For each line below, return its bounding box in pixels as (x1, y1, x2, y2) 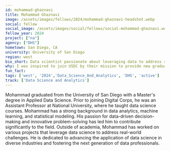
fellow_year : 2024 (5, 31, 44, 36)
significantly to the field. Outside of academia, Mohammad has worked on (5, 124, 159, 130)
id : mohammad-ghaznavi (5, 7, 53, 13)
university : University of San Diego (5, 49, 85, 55)
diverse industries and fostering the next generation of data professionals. (5, 140, 160, 146)
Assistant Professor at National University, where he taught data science (5, 102, 156, 109)
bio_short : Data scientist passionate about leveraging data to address (5, 59, 162, 64)
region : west (5, 54, 33, 60)
